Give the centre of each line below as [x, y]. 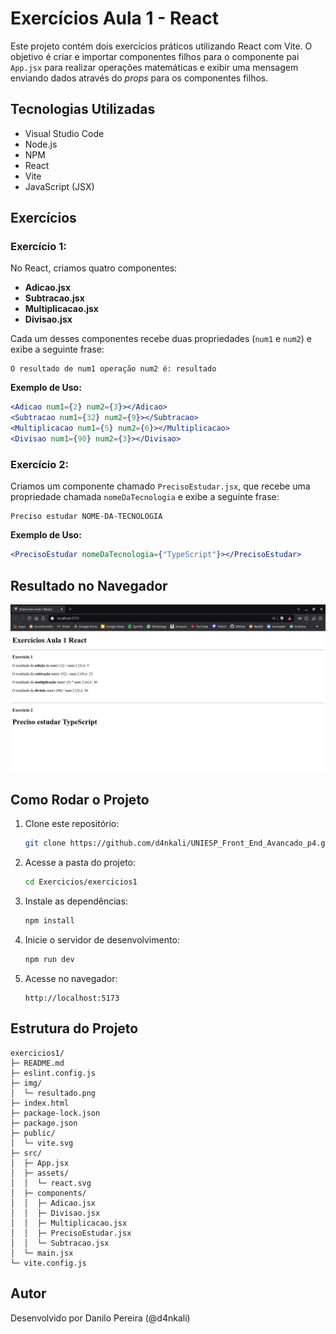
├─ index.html [40, 1103]
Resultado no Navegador [89, 585]
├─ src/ [26, 1153]
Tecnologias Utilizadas [83, 109]
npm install [49, 921]
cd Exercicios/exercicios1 [81, 882]
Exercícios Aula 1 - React [114, 18]
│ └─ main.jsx [42, 1253]
